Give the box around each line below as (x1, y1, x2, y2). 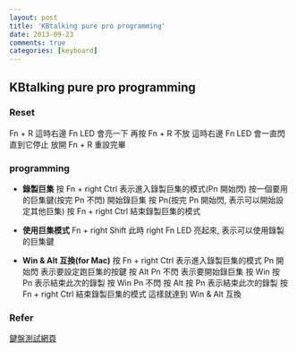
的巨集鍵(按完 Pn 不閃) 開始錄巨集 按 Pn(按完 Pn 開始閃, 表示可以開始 (21, 194, 276, 206)
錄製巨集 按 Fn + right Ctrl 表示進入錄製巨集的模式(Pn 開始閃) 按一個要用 (21, 184, 289, 194)
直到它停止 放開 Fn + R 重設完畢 (9, 139, 127, 150)
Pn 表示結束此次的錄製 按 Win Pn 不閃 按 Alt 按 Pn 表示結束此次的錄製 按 (21, 278, 289, 288)
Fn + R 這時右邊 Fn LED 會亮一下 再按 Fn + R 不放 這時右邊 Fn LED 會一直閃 (9, 127, 285, 139)
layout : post (9, 13, 58, 22)
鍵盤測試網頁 (9, 333, 56, 344)
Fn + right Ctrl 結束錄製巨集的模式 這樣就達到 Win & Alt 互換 (21, 288, 242, 300)
